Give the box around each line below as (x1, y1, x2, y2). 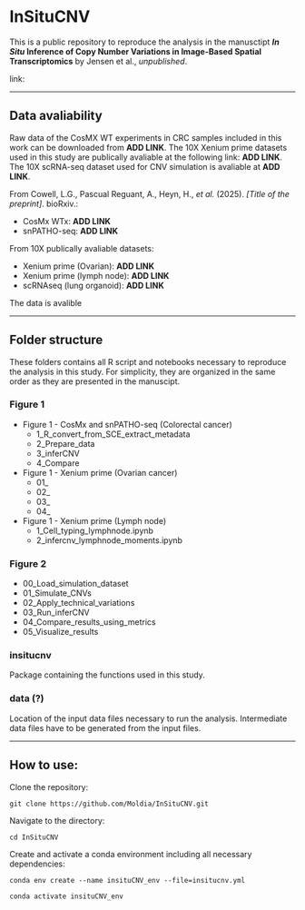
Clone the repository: (9, 781, 89, 792)
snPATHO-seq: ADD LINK (22, 225, 119, 236)
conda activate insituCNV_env (9, 892, 124, 901)
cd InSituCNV (9, 833, 59, 842)
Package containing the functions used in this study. (9, 669, 206, 680)
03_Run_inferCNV (22, 607, 90, 618)
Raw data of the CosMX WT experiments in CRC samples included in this (9, 132, 282, 143)
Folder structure (9, 332, 103, 348)
